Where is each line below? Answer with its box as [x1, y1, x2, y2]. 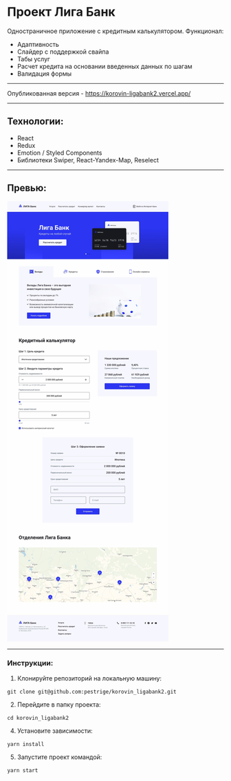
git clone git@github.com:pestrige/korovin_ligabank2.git [7, 688, 177, 695]
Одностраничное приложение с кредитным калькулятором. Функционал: [7, 27, 224, 35]
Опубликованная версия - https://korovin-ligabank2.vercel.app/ [7, 89, 191, 97]
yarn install [7, 740, 45, 747]
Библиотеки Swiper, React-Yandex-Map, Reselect [16, 156, 159, 164]
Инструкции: [7, 659, 54, 668]
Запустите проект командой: [16, 753, 102, 761]
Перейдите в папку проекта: [16, 700, 101, 709]
